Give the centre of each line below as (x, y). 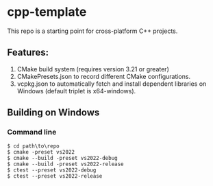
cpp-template (47, 12)
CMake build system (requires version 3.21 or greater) (93, 69)
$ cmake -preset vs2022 (41, 152)
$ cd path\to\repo (33, 146)
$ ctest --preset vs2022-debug (52, 170)
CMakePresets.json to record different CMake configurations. (103, 76)
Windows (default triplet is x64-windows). (76, 91)
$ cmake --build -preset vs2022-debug (62, 159)
